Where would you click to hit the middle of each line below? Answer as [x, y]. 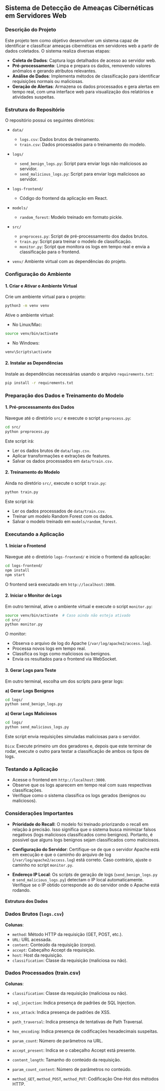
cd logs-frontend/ [24, 566]
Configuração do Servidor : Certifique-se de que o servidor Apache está [86, 849]
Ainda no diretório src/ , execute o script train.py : [56, 483]
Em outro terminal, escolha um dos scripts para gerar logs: [64, 681]
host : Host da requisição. [38, 955]
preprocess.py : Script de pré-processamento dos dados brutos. [84, 236]
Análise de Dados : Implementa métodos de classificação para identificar [86, 76]
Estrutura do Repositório [35, 109]
